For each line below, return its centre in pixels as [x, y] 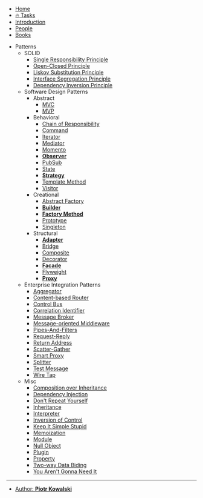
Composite [56, 253]
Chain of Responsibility [71, 124]
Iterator [51, 137]
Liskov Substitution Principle [68, 72]
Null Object [47, 446]
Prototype [54, 220]
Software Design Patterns [56, 91]
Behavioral [46, 117]
